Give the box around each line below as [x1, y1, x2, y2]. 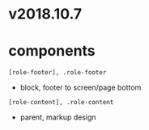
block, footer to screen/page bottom [19, 82, 142, 93]
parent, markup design [19, 112, 96, 122]
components [8, 42, 96, 61]
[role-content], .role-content [8, 99, 114, 107]
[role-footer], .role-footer [8, 69, 107, 77]
